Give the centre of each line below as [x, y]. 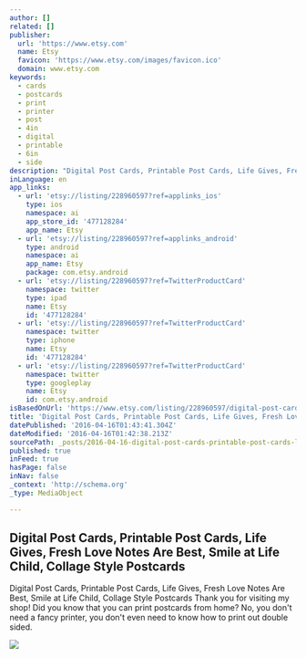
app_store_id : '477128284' [77, 221]
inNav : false [34, 476]
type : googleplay [59, 383]
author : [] [30, 18]
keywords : [28, 78]
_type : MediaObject [46, 493]
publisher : [30, 35]
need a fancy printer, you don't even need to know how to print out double [149, 618]
